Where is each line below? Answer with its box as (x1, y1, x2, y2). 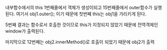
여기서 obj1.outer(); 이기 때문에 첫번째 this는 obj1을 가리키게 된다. (16, 11, 147, 17)
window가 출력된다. (5, 28, 45, 34)
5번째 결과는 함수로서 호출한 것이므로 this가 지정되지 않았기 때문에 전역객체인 (5, 22, 158, 28)
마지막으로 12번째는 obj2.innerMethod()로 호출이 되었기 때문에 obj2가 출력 (5, 39, 155, 45)
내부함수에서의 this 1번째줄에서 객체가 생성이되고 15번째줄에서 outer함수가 (5, 5, 153, 10)
